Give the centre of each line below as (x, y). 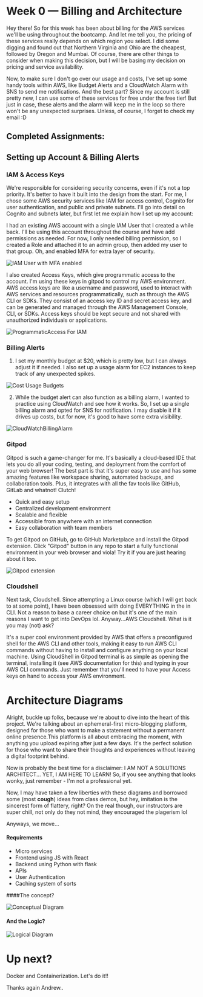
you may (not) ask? (30, 625)
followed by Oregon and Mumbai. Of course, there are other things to (93, 54)
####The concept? (30, 895)
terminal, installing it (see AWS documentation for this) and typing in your (98, 663)
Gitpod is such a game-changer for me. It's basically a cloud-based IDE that (101, 457)
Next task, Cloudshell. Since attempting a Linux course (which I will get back (102, 599)
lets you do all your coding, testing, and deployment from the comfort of (96, 464)
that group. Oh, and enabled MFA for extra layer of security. (81, 251)
